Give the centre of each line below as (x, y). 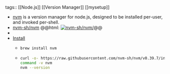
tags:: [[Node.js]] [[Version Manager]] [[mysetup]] (57, 7)
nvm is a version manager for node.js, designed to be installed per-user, (88, 17)
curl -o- (29, 58)
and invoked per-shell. (36, 22)
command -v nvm (36, 63)
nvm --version (35, 67)
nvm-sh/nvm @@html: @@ (57, 27)
